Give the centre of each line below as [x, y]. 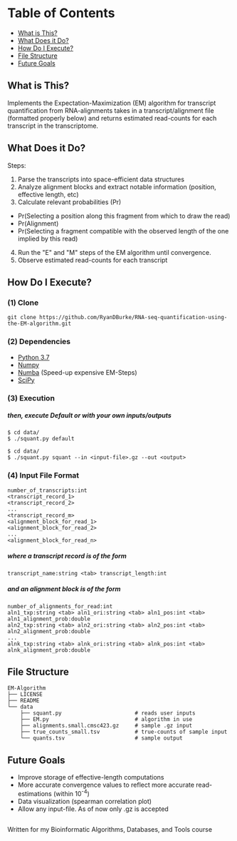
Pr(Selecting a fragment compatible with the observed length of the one [123, 231]
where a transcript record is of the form [67, 556]
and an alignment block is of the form [64, 589]
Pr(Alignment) [38, 223]
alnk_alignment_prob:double [49, 650]
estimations [35, 793]
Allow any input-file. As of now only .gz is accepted [93, 809]
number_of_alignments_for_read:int [60, 606]
